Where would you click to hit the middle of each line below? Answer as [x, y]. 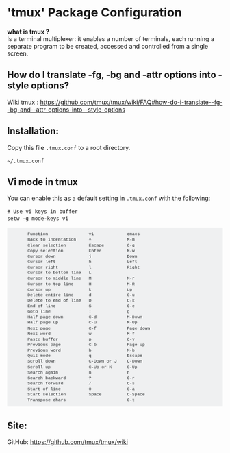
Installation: [33, 131]
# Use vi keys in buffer [42, 212]
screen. [18, 53]
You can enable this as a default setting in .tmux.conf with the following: [109, 198]
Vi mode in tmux [42, 182]
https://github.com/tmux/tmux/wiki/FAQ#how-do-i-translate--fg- [131, 102]
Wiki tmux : [23, 102]
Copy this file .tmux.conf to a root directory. [69, 147]
